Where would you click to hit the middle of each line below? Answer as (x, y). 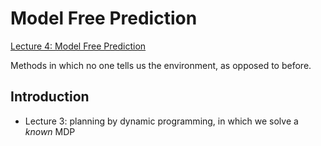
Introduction (50, 97)
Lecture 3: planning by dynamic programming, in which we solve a (161, 121)
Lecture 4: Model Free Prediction (78, 46)
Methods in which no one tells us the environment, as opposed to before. (161, 65)
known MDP (50, 131)
